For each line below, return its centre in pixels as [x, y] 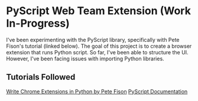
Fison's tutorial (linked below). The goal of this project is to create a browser [99, 46]
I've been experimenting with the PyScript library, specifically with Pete [93, 40]
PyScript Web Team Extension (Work [98, 11]
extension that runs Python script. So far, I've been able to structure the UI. [97, 52]
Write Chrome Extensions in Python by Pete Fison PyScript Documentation [97, 91]
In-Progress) [38, 23]
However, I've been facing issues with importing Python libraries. [85, 58]
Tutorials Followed [41, 77]
